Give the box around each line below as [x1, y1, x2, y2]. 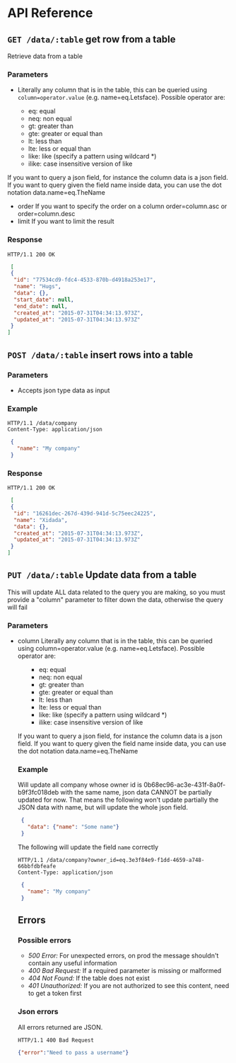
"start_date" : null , [13, 296, 74, 303]
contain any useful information [28, 959, 117, 967]
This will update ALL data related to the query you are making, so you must [7, 588, 226, 596]
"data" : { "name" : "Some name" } [27, 824, 119, 831]
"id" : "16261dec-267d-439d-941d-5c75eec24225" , [13, 510, 157, 517]
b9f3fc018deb [17, 788, 59, 797]
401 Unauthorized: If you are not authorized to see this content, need [28, 982, 230, 990]
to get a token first [28, 989, 82, 998]
